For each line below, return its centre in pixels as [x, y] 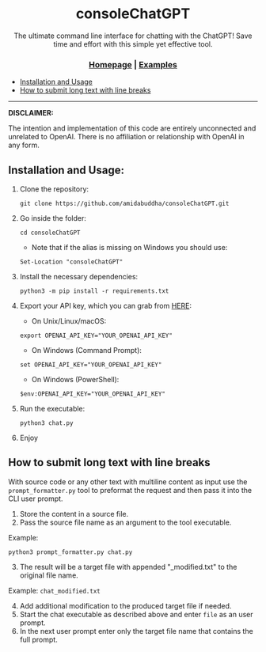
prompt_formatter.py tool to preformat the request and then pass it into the [130, 490]
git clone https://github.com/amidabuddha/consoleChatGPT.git [124, 204]
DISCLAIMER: [31, 113]
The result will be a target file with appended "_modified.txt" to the [128, 567]
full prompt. [38, 639]
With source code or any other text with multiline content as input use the [128, 481]
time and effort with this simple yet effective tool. [133, 44]
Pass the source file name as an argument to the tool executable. [125, 522]
